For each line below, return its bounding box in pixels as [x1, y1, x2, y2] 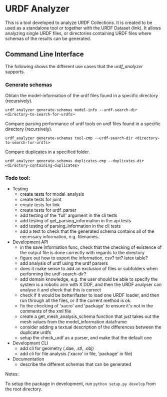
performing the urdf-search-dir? [19, 271, 86, 277]
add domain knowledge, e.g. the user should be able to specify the [19, 276, 158, 282]
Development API [12, 239, 48, 245]
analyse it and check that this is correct [19, 287, 101, 293]
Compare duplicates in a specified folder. [5, 149, 90, 155]
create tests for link [19, 202, 60, 208]
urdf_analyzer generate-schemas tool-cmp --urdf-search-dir [5, 136, 133, 141]
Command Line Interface [5, 50, 84, 59]
